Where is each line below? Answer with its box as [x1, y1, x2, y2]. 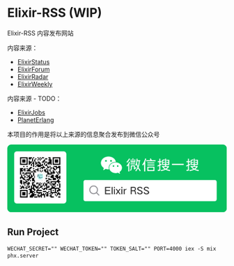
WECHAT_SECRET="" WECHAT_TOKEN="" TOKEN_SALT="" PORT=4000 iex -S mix [7, 245, 217, 252]
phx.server [7, 252, 39, 259]
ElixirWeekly [17, 80, 53, 88]
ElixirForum [17, 65, 50, 73]
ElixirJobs [17, 108, 45, 117]
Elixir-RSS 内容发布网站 [7, 29, 75, 37]
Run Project [7, 226, 59, 238]
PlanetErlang [17, 115, 54, 124]
